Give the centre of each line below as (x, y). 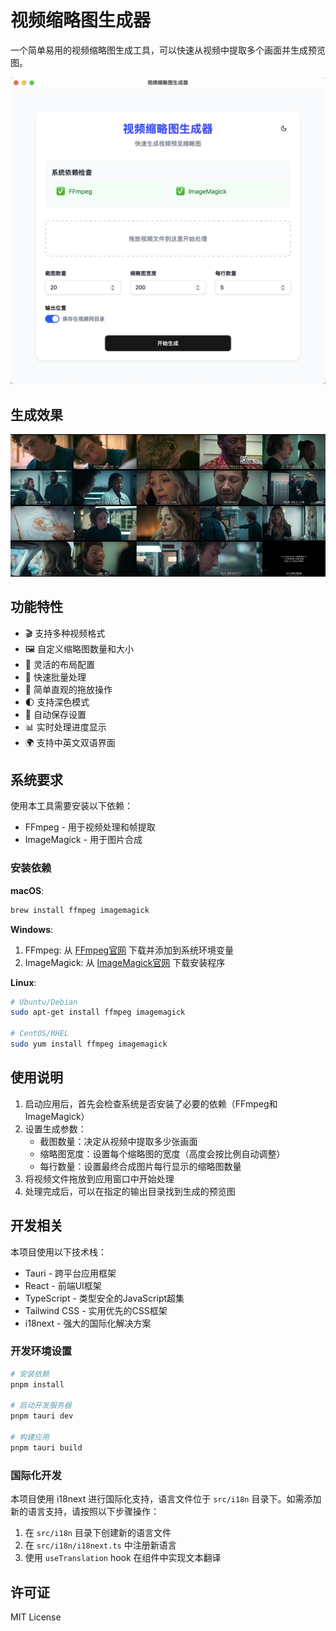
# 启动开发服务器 (41, 1406)
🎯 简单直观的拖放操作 (68, 689)
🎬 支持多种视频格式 (65, 633)
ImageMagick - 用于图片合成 (83, 840)
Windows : (32, 929)
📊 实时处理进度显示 (65, 727)
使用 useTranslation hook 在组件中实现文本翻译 (123, 1558)
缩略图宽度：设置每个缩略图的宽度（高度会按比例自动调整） (162, 1153)
